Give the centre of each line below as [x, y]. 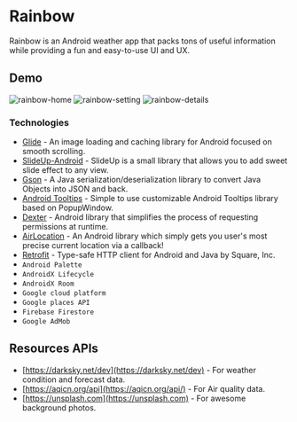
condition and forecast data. [74, 379]
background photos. [59, 407]
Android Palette [52, 265]
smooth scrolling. [54, 152]
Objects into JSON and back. [75, 189]
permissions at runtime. [65, 227]
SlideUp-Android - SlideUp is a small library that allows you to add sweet [155, 160]
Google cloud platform [64, 293]
